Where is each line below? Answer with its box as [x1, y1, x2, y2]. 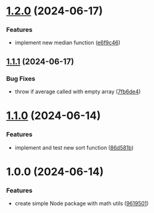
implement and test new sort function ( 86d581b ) [14, 144, 134, 151]
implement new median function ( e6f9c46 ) [14, 39, 121, 46]
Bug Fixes [6, 74, 36, 83]
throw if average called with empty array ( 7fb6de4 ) [14, 88, 141, 95]
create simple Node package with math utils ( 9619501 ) [14, 200, 149, 207]
